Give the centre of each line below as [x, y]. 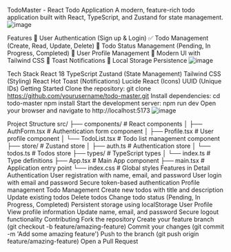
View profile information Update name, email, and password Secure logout [113, 212]
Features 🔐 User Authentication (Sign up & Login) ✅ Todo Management [108, 38]
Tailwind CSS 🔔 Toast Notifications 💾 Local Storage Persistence [97, 60]
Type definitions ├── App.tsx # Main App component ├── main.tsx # [106, 161]
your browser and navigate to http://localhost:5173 [79, 110]
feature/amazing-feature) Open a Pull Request [73, 241]
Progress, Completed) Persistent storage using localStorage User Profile [110, 204]
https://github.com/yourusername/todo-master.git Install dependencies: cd [114, 96]
